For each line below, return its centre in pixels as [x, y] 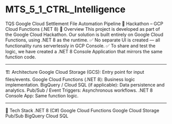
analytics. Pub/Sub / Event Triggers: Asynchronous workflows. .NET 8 [79, 90]
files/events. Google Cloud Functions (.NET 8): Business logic [70, 79]
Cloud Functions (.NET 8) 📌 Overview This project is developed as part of [83, 29]
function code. [21, 57]
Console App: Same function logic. [42, 95]
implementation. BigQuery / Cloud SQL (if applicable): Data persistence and [85, 85]
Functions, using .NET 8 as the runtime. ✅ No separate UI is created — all [83, 40]
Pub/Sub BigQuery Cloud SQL [37, 116]
